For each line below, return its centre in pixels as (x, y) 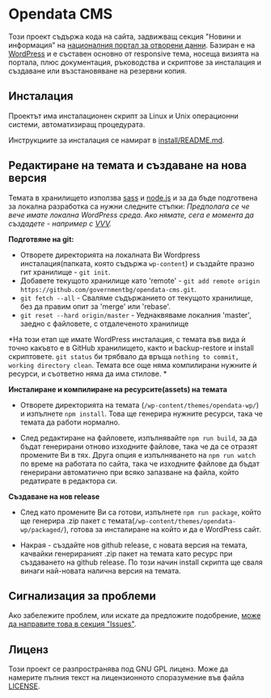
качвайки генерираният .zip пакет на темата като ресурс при (126, 553)
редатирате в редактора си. (69, 480)
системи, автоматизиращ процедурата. (77, 124)
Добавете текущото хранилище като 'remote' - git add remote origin (140, 281)
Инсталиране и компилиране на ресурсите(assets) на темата (118, 389)
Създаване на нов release (54, 496)
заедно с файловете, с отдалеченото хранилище (104, 324)
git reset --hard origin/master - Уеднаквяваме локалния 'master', (136, 315)
